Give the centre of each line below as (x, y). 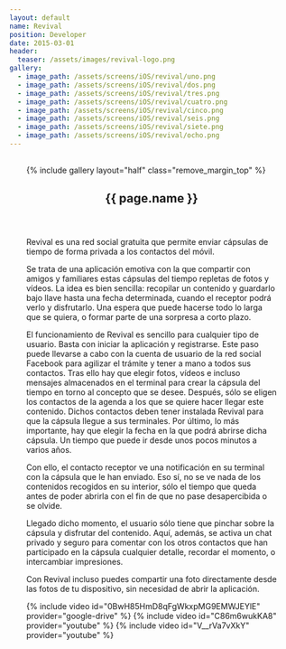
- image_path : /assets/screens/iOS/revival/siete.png (120, 127)
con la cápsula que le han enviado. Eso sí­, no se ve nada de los (144, 477)
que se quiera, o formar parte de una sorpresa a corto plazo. (139, 317)
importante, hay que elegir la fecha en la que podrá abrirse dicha (147, 431)
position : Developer (48, 34)
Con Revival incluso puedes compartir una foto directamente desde (152, 579)
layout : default (40, 18)
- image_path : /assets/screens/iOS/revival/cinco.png (120, 110)
